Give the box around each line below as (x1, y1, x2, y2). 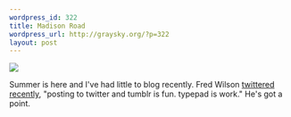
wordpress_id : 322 (9, 13, 78, 22)
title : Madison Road (9, 21, 87, 30)
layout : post (9, 38, 58, 47)
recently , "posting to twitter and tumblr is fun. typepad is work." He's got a (9, 88, 283, 99)
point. (9, 98, 31, 109)
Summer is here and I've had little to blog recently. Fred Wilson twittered (9, 79, 275, 90)
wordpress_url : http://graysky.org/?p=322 (9, 29, 170, 38)
